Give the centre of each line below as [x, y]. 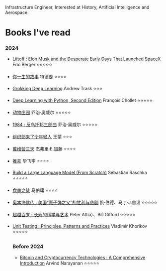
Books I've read [38, 33]
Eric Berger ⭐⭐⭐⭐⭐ [32, 65]
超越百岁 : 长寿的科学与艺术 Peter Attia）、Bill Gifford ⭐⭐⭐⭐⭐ [74, 215]
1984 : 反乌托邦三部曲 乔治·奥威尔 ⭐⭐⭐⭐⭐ [55, 125]
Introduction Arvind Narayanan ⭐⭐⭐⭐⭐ [59, 263]
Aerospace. [17, 12]
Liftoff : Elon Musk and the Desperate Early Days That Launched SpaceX [86, 59]
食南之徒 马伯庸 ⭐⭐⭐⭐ [35, 190]
